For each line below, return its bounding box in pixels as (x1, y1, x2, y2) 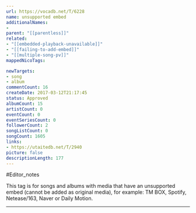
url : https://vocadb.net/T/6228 (6, 8, 85, 15)
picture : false (6, 150, 43, 156)
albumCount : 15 (6, 101, 43, 106)
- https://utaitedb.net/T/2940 (6, 144, 82, 150)
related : (6, 36, 27, 42)
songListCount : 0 (6, 128, 48, 134)
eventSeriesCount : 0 (6, 117, 57, 123)
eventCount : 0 (6, 112, 41, 118)
